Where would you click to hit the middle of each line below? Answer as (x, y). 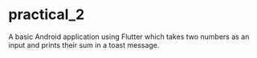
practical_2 (47, 15)
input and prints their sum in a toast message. (84, 44)
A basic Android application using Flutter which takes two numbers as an (129, 37)
